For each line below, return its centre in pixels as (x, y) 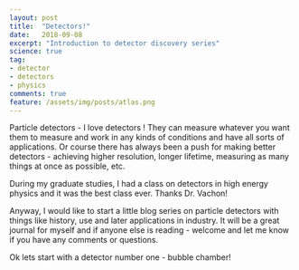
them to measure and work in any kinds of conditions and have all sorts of (147, 138)
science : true (36, 52)
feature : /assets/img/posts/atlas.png (82, 102)
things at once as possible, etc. (67, 166)
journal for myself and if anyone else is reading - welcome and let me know (149, 230)
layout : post (34, 18)
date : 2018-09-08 (46, 34)
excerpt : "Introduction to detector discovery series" (115, 43)
